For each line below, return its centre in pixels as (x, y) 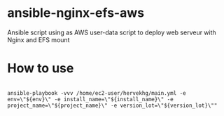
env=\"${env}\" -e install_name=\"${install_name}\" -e (90, 99)
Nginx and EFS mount (38, 39)
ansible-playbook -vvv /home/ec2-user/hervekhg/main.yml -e (97, 93)
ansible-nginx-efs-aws (76, 13)
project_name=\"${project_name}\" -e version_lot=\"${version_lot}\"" (112, 105)
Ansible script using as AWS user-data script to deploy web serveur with (112, 32)
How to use (41, 69)
